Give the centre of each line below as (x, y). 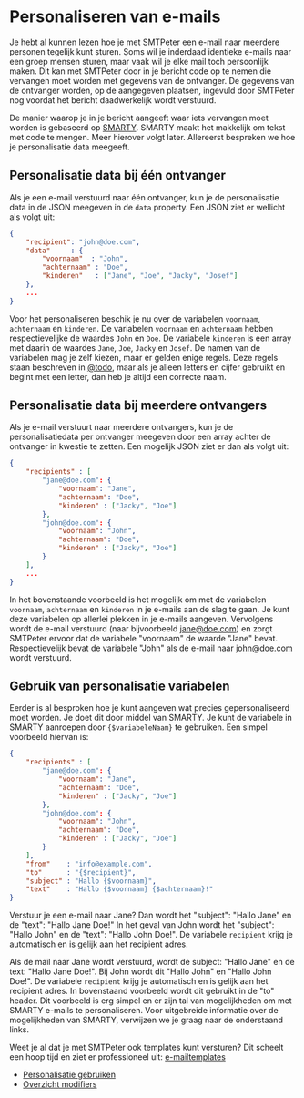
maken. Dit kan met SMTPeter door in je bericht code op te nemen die (140, 71)
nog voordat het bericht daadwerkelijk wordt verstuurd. (113, 100)
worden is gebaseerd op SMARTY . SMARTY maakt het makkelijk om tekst (147, 127)
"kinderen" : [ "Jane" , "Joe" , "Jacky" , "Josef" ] (140, 276)
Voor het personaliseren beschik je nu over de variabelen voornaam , (135, 318)
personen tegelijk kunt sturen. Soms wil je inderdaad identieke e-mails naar (150, 51)
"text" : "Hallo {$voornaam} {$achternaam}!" (120, 889)
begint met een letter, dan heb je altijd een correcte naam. (118, 376)
